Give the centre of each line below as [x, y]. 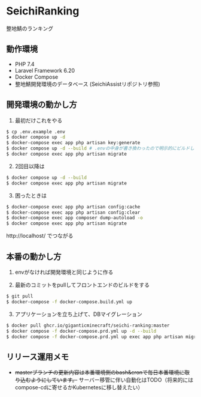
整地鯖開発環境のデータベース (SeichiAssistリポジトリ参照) [87, 84]
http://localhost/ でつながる [40, 236]
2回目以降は [30, 166]
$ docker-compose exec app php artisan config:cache [73, 207]
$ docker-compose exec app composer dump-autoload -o [75, 218]
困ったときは [31, 195]
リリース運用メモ [37, 356]
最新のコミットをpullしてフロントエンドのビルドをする [82, 285]
